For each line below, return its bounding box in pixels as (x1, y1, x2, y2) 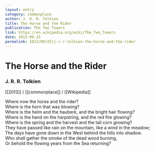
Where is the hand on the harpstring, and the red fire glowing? (5, 114, 132, 121)
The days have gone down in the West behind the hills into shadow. (5, 130, 142, 136)
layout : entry (5, 7, 35, 12)
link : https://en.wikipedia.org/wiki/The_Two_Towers (5, 30, 116, 35)
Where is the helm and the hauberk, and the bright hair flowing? (5, 109, 135, 115)
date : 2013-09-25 (5, 35, 41, 40)
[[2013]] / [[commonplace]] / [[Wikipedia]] (5, 89, 91, 95)
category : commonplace (5, 12, 52, 17)
